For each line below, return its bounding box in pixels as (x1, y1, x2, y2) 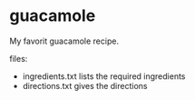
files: (9, 53, 28, 64)
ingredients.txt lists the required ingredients (22, 70, 186, 82)
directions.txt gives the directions (22, 80, 148, 91)
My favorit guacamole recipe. (9, 35, 120, 46)
